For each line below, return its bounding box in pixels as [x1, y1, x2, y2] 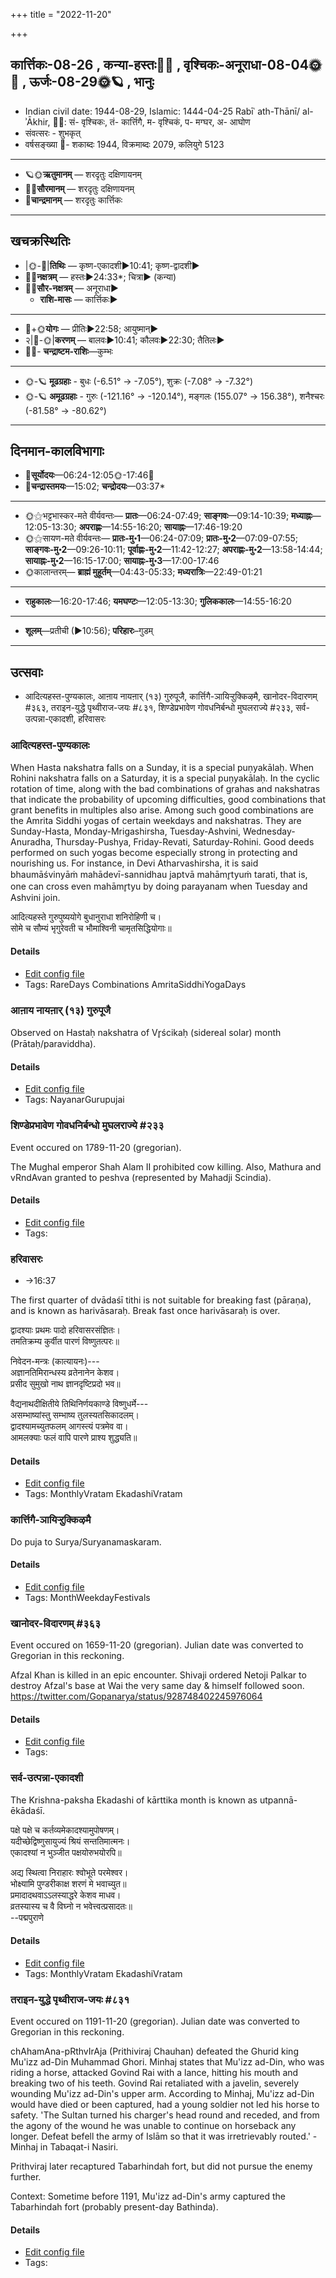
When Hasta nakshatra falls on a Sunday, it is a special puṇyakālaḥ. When [10, 761, 315, 773]
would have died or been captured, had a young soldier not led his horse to [10, 2099, 320, 2111]
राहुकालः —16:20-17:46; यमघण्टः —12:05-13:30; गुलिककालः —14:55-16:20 [24, 595, 292, 608]
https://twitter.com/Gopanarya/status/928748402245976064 [10, 1690, 263, 1703]
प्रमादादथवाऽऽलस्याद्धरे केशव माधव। [10, 1889, 122, 1901]
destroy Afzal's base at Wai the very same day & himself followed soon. [10, 1680, 305, 1692]
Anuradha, [10, 835, 54, 848]
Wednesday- [243, 825, 296, 837]
